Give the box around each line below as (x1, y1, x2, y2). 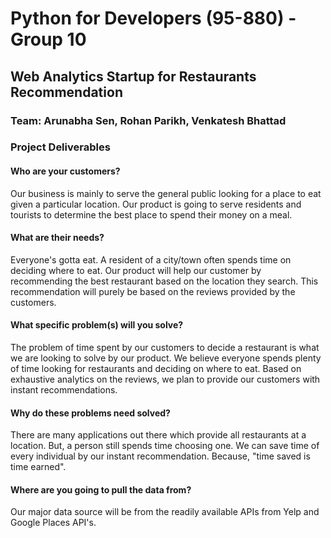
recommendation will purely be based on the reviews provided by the (10, 285, 296, 297)
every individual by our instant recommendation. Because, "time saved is (10, 450, 311, 462)
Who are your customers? (10, 165, 121, 177)
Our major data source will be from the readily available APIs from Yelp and (10, 506, 320, 518)
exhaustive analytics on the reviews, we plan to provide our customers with (10, 373, 321, 386)
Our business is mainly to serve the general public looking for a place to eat (10, 187, 322, 199)
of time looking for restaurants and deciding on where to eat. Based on (10, 363, 302, 375)
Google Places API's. (10, 517, 97, 529)
